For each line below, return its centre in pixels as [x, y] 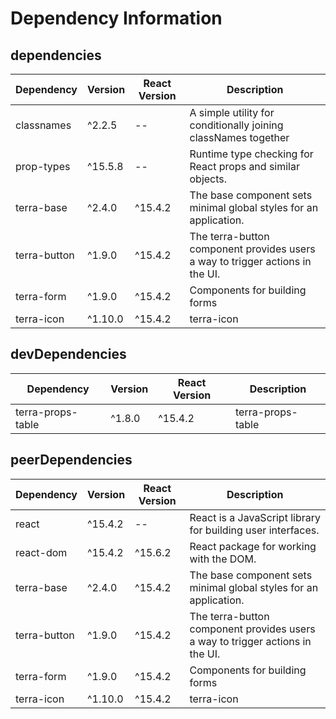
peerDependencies [71, 460]
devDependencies [68, 354]
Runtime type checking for [251, 154]
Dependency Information [116, 18]
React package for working [253, 546]
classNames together [239, 137]
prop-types [43, 166]
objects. [208, 179]
